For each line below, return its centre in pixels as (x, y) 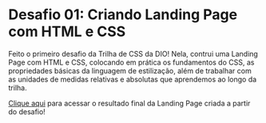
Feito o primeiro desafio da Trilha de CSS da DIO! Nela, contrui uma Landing (133, 54)
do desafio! (27, 111)
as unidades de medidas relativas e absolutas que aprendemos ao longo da (133, 79)
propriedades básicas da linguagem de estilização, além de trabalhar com (130, 70)
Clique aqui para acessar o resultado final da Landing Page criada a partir (129, 103)
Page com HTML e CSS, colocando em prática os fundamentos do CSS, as (131, 62)
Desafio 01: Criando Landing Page (123, 15)
